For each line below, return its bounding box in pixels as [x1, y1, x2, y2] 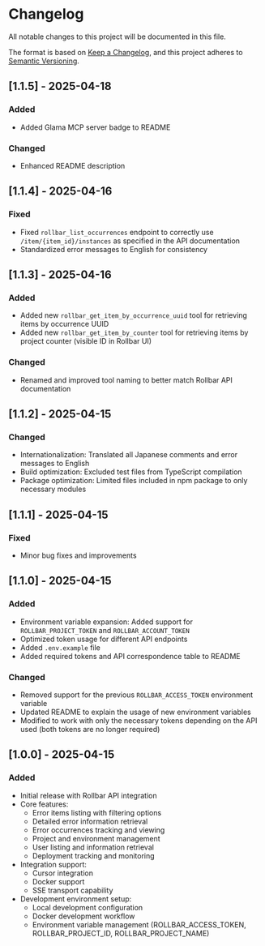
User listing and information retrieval [32, 842, 154, 852]
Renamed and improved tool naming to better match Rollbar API [19, 375, 233, 385]
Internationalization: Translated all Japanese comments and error [19, 450, 237, 460]
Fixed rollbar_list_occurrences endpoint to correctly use [19, 227, 214, 237]
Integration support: [19, 859, 88, 869]
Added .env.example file [19, 642, 101, 653]
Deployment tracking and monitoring [32, 850, 156, 860]
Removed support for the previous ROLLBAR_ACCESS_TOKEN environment [19, 690, 254, 700]
